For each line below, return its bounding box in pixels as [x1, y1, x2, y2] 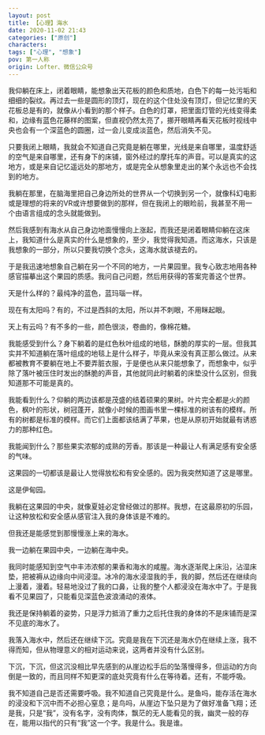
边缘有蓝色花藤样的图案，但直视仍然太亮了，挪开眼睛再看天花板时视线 [21, 115, 250, 125]
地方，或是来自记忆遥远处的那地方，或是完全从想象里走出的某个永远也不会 [8, 161, 250, 171]
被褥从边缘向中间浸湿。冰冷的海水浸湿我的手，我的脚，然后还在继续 [28, 571, 250, 581]
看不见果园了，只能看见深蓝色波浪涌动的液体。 [8, 591, 160, 601]
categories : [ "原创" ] [8, 33, 77, 42]
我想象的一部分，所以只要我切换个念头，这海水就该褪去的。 [8, 244, 202, 254]
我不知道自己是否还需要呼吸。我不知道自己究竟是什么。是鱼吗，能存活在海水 [8, 688, 257, 698]
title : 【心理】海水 [8, 19, 69, 27]
